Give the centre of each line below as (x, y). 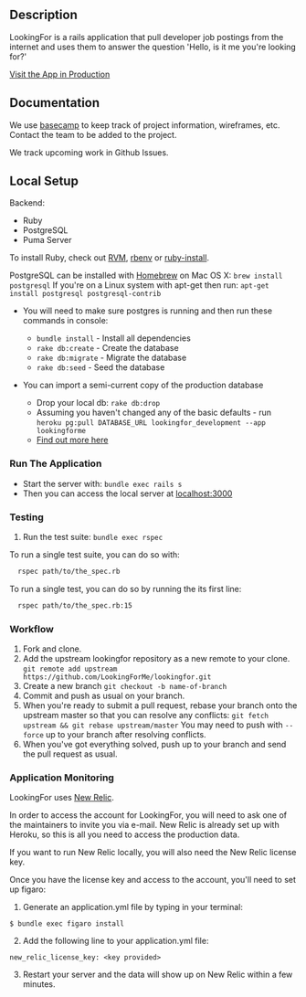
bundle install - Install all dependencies (114, 338)
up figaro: (28, 889)
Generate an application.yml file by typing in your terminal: (133, 907)
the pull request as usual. (70, 754)
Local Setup (44, 181)
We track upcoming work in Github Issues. (89, 152)
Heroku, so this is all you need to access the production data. (125, 834)
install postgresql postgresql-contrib (85, 294)
